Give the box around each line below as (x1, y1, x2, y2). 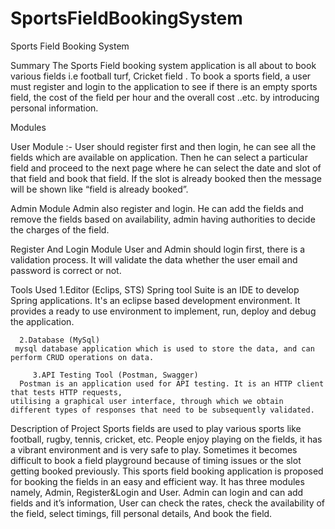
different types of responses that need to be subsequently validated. (10, 405, 315, 415)
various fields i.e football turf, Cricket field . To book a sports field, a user (10, 70, 312, 82)
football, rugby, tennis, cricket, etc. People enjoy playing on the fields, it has (10, 433, 323, 445)
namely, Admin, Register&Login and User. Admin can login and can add (10, 486, 304, 498)
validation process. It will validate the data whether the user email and (10, 253, 298, 266)
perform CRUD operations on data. (10, 352, 155, 362)
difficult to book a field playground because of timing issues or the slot (10, 454, 302, 466)
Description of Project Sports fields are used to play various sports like (10, 422, 302, 434)
